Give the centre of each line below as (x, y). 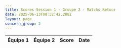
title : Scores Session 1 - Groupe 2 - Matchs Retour (60, 10)
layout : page (19, 19)
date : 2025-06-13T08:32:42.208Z (38, 14)
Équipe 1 (18, 40)
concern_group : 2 (23, 24)
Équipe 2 (44, 40)
